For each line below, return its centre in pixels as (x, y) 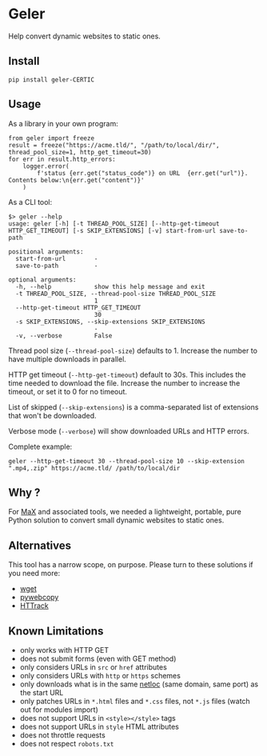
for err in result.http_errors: (62, 159)
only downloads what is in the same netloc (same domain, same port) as (139, 684)
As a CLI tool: (30, 202)
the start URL (42, 692)
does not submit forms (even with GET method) (98, 658)
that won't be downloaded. (53, 415)
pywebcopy (39, 598)
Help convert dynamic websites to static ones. (85, 36)
